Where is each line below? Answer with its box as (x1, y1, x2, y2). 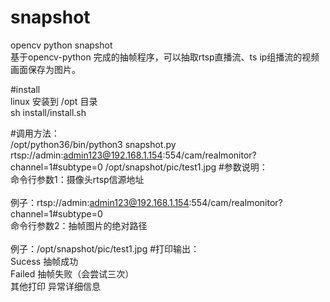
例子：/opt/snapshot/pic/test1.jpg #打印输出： (10, 242, 200, 255)
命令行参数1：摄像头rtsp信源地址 (10, 173, 145, 185)
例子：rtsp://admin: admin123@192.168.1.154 (10, 196, 190, 208)
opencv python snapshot (10, 39, 113, 51)
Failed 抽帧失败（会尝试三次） (10, 267, 135, 280)
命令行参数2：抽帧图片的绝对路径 (10, 219, 148, 231)
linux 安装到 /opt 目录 (10, 95, 98, 107)
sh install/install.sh (10, 106, 87, 118)
